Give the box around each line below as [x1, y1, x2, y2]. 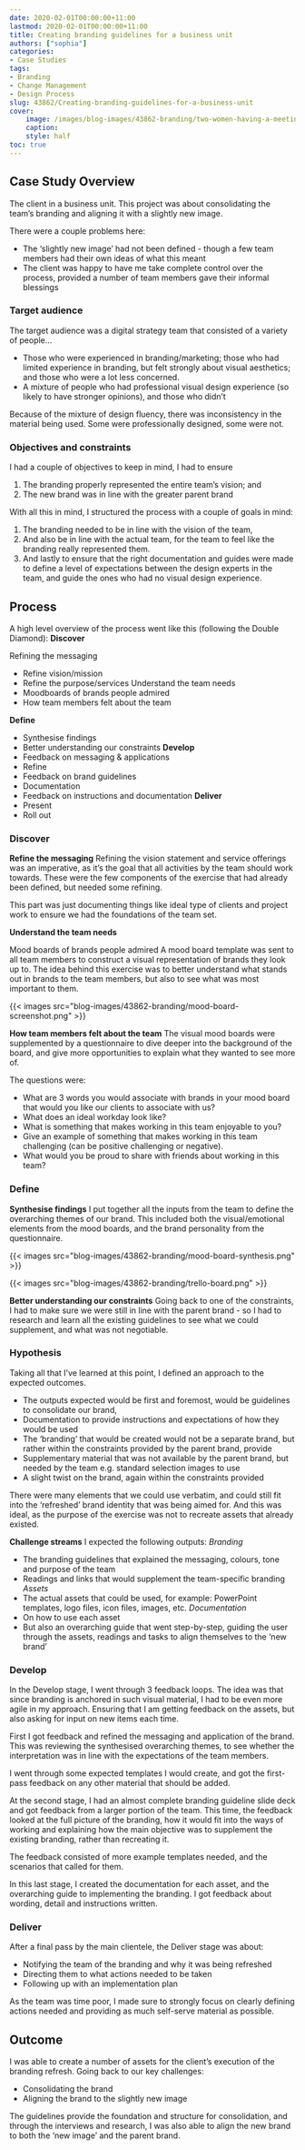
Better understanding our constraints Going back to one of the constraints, [9, 1295, 294, 1306]
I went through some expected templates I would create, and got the [9, 1768, 265, 1779]
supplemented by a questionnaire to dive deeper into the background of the [9, 1038, 292, 1049]
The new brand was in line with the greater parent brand [22, 489, 233, 500]
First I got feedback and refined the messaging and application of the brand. [9, 1731, 295, 1742]
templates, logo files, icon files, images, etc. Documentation [22, 1602, 247, 1613]
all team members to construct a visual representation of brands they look [9, 954, 286, 965]
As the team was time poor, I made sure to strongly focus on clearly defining [9, 1996, 295, 2007]
